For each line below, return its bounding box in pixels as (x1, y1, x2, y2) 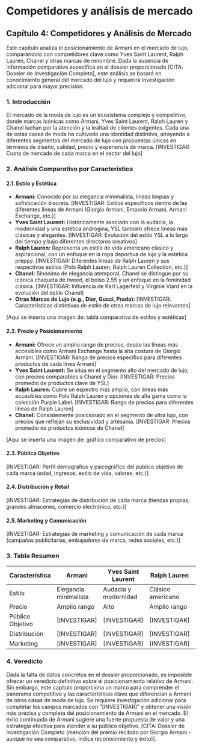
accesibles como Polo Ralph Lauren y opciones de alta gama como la (14, 392, 188, 399)
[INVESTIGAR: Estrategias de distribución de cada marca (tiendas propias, (6, 497, 191, 504)
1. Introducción (6, 98, 51, 106)
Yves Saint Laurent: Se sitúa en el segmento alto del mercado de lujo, (14, 366, 189, 374)
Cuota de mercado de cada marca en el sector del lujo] (6, 149, 143, 157)
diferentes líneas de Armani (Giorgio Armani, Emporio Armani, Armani (14, 206, 188, 213)
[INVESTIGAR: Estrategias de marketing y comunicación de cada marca (6, 530, 183, 538)
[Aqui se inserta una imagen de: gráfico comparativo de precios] (6, 436, 167, 443)
